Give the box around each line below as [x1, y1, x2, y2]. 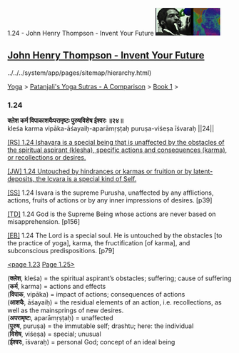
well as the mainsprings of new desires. [7, 306, 124, 314]
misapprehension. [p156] [7, 218, 81, 226]
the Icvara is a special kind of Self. [36, 175, 137, 183]
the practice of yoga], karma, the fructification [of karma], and [7, 239, 190, 247]
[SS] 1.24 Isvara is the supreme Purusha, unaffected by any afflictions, [7, 188, 214, 197]
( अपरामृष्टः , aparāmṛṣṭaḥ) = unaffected [7, 314, 113, 322]
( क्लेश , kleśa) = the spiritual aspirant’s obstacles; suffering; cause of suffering [7, 274, 232, 282]
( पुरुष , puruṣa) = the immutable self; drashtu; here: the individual [7, 322, 194, 330]
